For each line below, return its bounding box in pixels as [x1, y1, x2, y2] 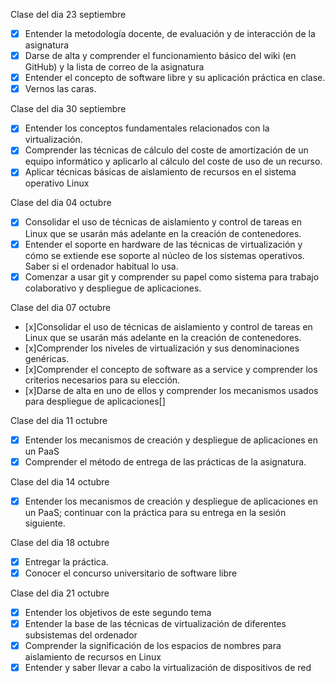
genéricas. [24, 352, 70, 364]
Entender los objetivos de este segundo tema [24, 606, 212, 618]
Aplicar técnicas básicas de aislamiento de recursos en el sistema [24, 166, 297, 178]
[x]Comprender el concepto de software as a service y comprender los [24, 363, 318, 375]
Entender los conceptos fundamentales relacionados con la [24, 122, 270, 134]
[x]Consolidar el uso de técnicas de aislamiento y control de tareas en [24, 320, 313, 333]
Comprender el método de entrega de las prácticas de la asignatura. [24, 455, 307, 468]
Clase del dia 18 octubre [10, 536, 110, 548]
